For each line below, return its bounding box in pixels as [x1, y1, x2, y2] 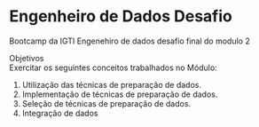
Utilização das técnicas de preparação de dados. [21, 79, 202, 90]
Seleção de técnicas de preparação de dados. [21, 98, 192, 108]
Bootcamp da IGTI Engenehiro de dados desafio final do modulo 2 [9, 36, 250, 46]
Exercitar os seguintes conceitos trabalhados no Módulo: [9, 62, 217, 73]
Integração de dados [21, 107, 98, 118]
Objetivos [9, 52, 44, 63]
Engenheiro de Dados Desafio [9, 6, 233, 27]
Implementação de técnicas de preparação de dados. [21, 89, 218, 99]
